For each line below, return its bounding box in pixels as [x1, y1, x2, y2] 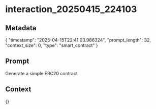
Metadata [5, 24, 37, 32]
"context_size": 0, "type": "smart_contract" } [5, 42, 98, 48]
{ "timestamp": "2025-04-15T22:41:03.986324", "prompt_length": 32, [5, 37, 151, 43]
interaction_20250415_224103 [5, 4, 137, 15]
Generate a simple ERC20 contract [5, 70, 78, 76]
